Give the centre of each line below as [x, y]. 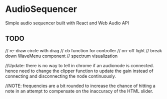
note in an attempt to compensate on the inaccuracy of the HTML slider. [79, 91]
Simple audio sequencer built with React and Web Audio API [67, 23]
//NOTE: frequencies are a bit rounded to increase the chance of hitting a [80, 86]
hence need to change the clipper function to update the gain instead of [79, 71]
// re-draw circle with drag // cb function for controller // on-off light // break [84, 50]
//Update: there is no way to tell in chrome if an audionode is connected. [79, 65]
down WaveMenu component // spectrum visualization [61, 56]
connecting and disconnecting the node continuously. [61, 76]
